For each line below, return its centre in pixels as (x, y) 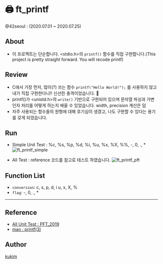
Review (16, 75)
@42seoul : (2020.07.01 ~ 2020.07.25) (43, 26)
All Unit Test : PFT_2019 (36, 224)
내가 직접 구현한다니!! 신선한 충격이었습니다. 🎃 (56, 93)
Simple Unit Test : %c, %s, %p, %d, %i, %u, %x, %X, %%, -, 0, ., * (79, 145)
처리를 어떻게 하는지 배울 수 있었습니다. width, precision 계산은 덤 (84, 105)
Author (16, 245)
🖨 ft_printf (27, 9)
